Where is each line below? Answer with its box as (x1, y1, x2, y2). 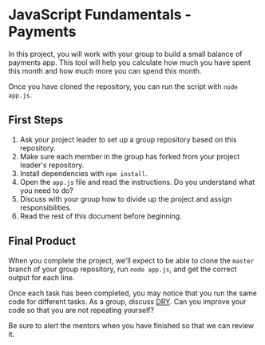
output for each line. (8, 272, 75, 282)
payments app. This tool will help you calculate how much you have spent (8, 58, 251, 67)
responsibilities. (19, 203, 72, 212)
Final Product (8, 235, 76, 248)
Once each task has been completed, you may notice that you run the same (8, 288, 257, 298)
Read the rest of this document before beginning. (19, 211, 182, 221)
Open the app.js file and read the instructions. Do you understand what (19, 177, 255, 187)
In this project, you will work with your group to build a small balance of (8, 49, 243, 58)
